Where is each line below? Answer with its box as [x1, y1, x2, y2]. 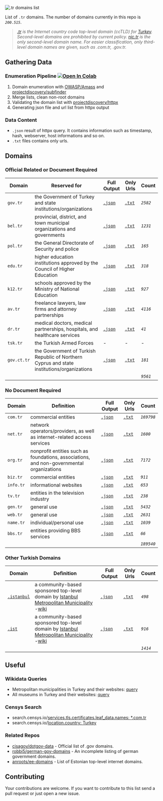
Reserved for [51, 182, 82, 189]
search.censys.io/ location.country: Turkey [12, 720, 97, 726]
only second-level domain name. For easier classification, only [16, 39, 143, 45]
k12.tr [7, 286, 23, 292]
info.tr [7, 482, 25, 487]
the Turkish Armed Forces [34, 339, 94, 346]
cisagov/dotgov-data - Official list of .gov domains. [12, 743, 114, 749]
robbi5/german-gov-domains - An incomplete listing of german [12, 748, 139, 754]
